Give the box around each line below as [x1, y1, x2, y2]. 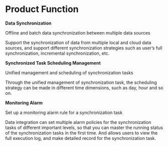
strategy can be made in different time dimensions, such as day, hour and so [5, 84, 163, 91]
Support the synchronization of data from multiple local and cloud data [5, 39, 151, 46]
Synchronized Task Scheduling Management [5, 60, 101, 66]
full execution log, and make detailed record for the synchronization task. [5, 135, 156, 141]
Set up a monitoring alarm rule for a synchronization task [5, 109, 123, 115]
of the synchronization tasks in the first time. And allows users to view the [5, 129, 158, 136]
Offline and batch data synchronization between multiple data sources [5, 30, 150, 36]
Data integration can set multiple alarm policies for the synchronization [5, 119, 151, 125]
